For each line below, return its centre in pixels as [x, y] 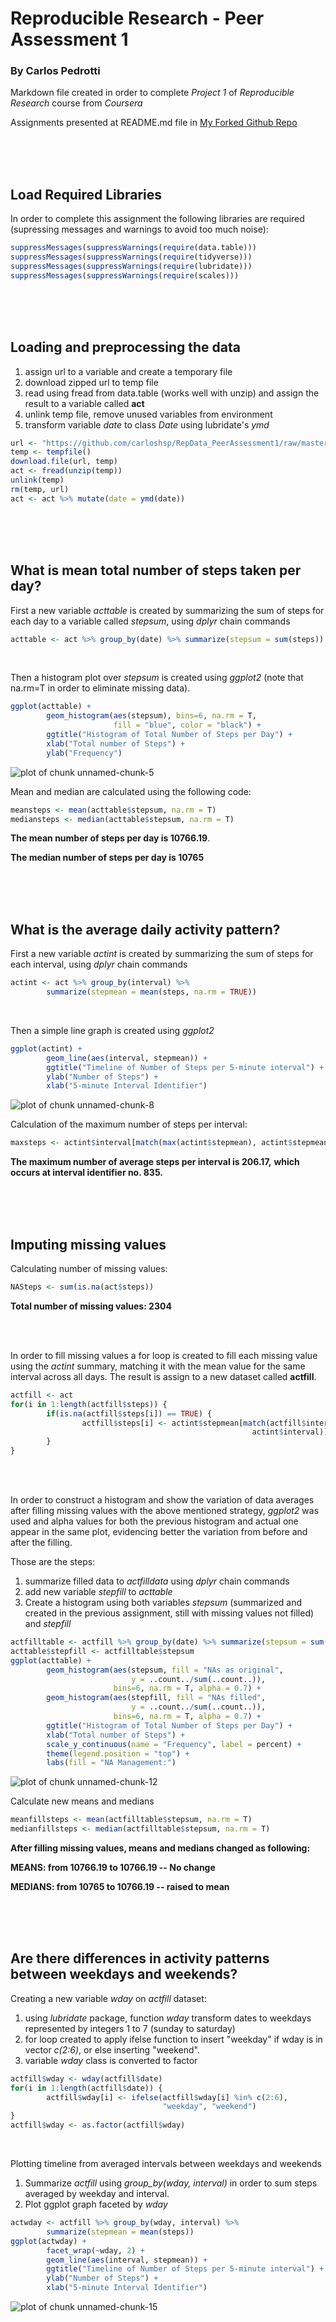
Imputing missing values [88, 1244]
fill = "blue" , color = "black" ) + [187, 725]
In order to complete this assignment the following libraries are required [157, 219]
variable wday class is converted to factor [111, 2060]
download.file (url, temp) [64, 462]
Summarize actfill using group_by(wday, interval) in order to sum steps [171, 2183]
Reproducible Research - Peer [137, 18]
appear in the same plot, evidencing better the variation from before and [159, 1532]
